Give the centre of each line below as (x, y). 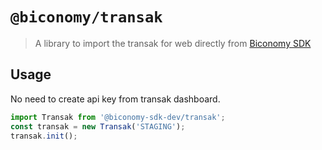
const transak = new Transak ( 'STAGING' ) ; (98, 126)
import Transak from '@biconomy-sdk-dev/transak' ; (118, 117)
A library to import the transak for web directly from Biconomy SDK (173, 43)
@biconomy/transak (86, 17)
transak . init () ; (44, 136)
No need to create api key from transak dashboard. (115, 99)
